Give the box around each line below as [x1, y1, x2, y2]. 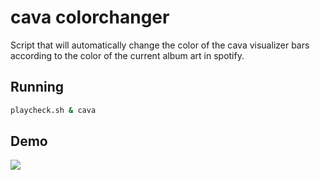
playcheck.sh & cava [10, 105, 97, 115]
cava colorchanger [10, 6, 170, 29]
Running [10, 79, 65, 96]
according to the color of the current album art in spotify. [10, 49, 245, 61]
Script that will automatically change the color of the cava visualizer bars [10, 39, 310, 51]
